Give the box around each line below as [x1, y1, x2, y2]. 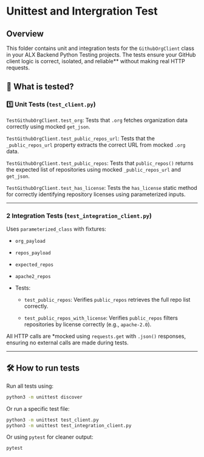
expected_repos [15, 262, 54, 268]
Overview [6, 29, 44, 39]
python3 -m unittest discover [6, 394, 83, 400]
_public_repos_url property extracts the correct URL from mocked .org [6, 141, 186, 148]
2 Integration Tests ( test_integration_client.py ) [6, 211, 152, 220]
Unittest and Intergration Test [6, 4, 158, 18]
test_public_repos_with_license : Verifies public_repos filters [24, 314, 178, 321]
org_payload [15, 238, 46, 244]
